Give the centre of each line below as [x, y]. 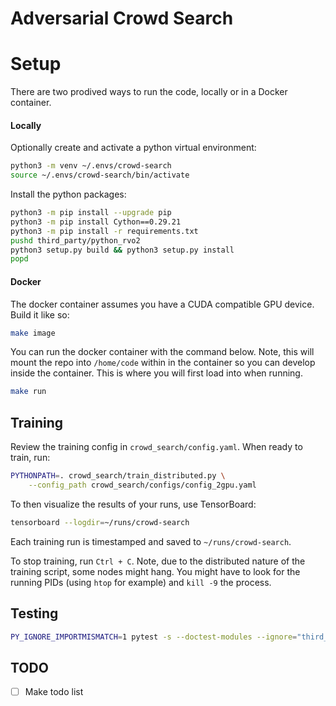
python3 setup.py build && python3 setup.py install [122, 250]
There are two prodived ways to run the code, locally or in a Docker [149, 92]
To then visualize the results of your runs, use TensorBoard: [133, 504]
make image [33, 333]
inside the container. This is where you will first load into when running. [156, 373]
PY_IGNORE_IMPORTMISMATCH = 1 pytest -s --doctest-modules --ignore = [154, 637]
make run [28, 392]
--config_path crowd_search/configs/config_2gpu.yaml [142, 485]
